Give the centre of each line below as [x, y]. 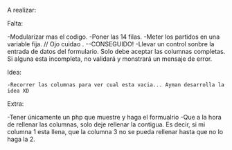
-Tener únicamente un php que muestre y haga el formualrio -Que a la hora [114, 117]
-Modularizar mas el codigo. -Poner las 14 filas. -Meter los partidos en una [114, 37]
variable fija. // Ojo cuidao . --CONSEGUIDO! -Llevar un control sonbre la [111, 44]
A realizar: [22, 10]
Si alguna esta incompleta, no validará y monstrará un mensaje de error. [110, 59]
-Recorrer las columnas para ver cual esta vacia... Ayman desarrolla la [116, 85]
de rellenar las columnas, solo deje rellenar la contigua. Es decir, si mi [106, 124]
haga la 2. [21, 139]
